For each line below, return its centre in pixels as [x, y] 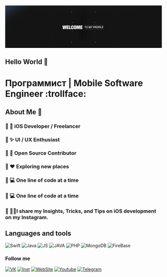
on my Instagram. [27, 217]
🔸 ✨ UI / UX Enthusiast [33, 140]
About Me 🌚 [24, 112]
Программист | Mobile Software [74, 83]
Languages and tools [38, 233]
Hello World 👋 [27, 62]
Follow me [18, 259]
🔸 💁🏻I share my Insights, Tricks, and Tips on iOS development [81, 211]
